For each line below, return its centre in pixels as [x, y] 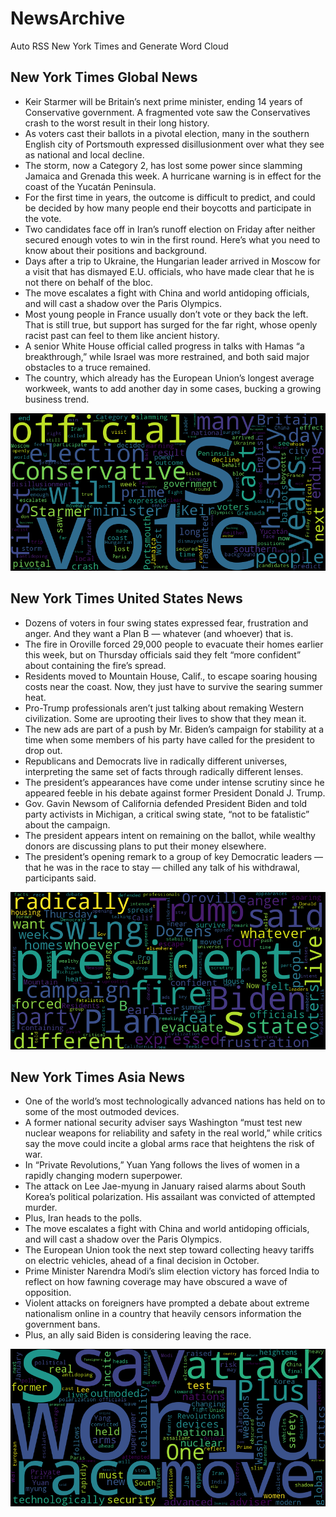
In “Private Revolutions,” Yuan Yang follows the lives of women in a [162, 1165]
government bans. [62, 1324]
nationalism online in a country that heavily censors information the [163, 1314]
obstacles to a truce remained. [88, 367]
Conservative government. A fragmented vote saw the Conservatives [167, 112]
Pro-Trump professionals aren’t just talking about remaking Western [164, 708]
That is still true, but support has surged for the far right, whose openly [171, 324]
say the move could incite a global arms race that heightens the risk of [169, 1144]
